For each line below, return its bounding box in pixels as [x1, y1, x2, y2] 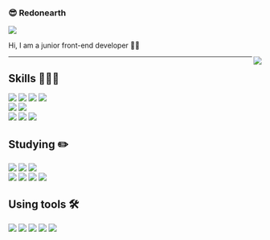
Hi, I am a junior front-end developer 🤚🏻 [8, 40, 141, 51]
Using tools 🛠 [8, 197, 80, 212]
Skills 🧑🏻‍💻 [8, 72, 60, 85]
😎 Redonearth [8, 7, 67, 19]
